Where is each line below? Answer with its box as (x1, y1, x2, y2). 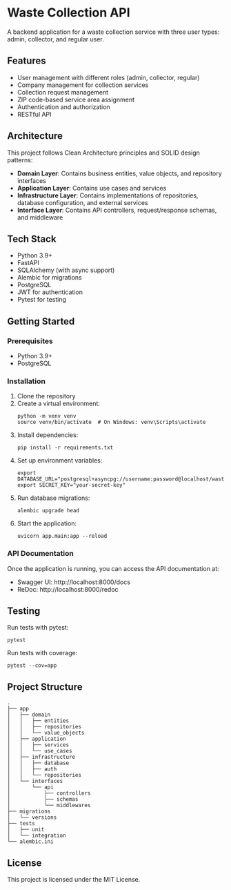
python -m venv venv (17, 413, 77, 420)
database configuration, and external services (17, 198, 148, 206)
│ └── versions (7, 814, 57, 821)
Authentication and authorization (17, 102, 110, 111)
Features (7, 55, 46, 67)
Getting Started (7, 316, 75, 327)
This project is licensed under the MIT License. (7, 876, 141, 884)
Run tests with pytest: (7, 623, 69, 632)
